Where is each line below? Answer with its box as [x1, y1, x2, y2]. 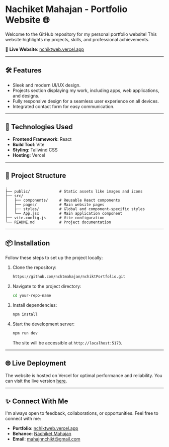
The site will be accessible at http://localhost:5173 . [12, 339, 122, 345]
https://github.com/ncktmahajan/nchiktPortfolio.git [12, 274, 126, 280]
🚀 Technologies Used [5, 123, 73, 131]
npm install [12, 312, 38, 317]
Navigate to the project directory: [12, 283, 81, 290]
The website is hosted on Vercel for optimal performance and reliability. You [5, 372, 162, 378]
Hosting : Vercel [12, 152, 45, 158]
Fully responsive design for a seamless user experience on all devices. [12, 98, 159, 104]
